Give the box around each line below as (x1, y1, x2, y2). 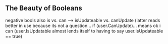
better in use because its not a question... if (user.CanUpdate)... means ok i (5, 22, 161, 28)
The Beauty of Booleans (5, 4, 82, 12)
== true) (5, 33, 23, 39)
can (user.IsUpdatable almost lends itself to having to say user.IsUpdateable (5, 27, 163, 34)
